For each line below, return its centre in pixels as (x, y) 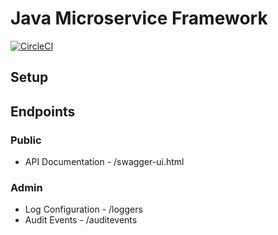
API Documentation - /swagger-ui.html (104, 162)
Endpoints (43, 111)
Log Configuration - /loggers (83, 209)
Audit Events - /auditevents (81, 220)
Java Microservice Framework (139, 18)
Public (26, 140)
